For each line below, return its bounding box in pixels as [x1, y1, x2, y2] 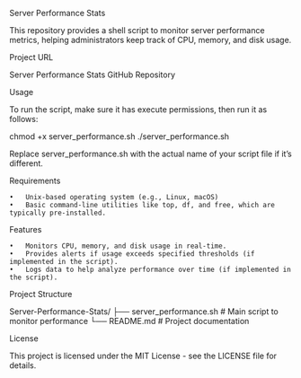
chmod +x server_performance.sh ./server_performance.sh [9, 131, 230, 142]
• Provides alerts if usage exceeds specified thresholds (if [9, 250, 255, 259]
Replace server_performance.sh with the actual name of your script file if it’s [9, 148, 292, 159]
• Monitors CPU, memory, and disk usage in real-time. [9, 242, 227, 251]
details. [9, 360, 37, 371]
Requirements [9, 175, 61, 186]
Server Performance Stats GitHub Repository [9, 69, 176, 80]
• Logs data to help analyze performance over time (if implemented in [9, 265, 292, 274]
